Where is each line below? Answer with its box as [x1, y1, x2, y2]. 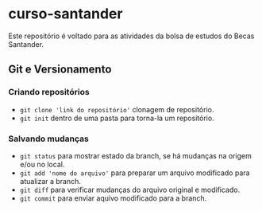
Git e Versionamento [8, 63, 112, 76]
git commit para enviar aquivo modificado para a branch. [19, 193, 207, 203]
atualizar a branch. [19, 176, 82, 186]
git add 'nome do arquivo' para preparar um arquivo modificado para [19, 168, 250, 178]
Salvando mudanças [8, 133, 89, 144]
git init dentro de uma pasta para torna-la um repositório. [19, 113, 214, 123]
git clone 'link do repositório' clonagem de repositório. [19, 104, 214, 114]
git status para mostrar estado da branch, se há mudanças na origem [19, 150, 252, 160]
